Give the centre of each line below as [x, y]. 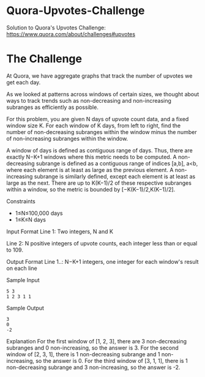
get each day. [24, 82]
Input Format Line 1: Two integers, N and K [60, 231]
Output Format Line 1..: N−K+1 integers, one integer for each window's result [102, 261]
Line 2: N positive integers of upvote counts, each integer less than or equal [102, 243]
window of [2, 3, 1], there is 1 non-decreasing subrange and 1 [83, 354]
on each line [22, 268]
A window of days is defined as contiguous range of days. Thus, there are [99, 150]
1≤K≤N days [30, 219]
